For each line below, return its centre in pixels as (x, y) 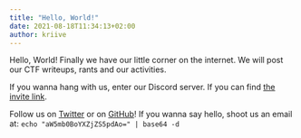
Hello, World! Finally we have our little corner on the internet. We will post (146, 60)
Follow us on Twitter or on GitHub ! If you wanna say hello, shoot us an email (151, 115)
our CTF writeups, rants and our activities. (88, 69)
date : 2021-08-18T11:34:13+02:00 (73, 26)
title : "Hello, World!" (54, 18)
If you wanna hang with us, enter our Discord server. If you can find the (142, 87)
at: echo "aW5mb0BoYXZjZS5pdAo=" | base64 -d (94, 124)
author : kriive (38, 34)
